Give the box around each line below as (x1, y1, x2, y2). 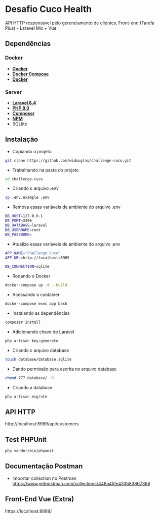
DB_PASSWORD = (5, 232, 32, 237)
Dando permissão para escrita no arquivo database (12, 366, 117, 372)
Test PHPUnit (5, 435, 47, 444)
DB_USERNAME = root (5, 227, 41, 232)
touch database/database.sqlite (5, 357, 72, 362)
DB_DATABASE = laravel (5, 223, 48, 228)
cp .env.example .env (5, 195, 50, 200)
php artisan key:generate (5, 338, 58, 343)
